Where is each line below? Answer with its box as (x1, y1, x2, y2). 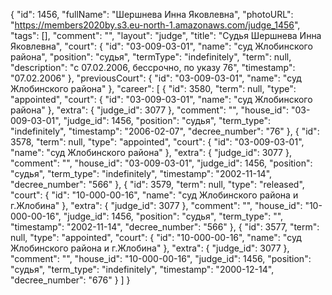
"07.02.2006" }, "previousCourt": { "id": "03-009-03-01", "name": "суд (10, 72, 302, 84)
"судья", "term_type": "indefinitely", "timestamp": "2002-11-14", (10, 168, 273, 179)
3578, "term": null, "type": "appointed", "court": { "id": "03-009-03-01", (10, 136, 305, 148)
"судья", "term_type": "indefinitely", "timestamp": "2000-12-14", (10, 264, 275, 275)
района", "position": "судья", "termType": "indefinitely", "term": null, (10, 51, 292, 63)
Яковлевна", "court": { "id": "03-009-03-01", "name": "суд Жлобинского (10, 40, 313, 52)
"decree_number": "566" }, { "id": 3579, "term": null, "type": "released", (10, 179, 305, 190)
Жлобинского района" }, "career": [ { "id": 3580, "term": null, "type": (10, 83, 297, 94)
